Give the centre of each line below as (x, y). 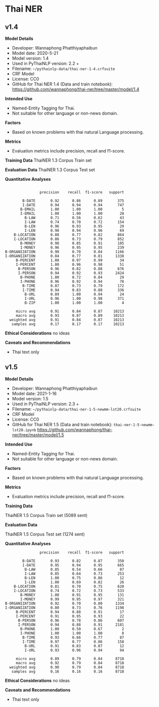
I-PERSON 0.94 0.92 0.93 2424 (71, 273)
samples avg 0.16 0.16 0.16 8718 (68, 672)
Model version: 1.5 (30, 398)
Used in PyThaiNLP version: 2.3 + (45, 404)
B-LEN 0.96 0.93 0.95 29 (74, 226)
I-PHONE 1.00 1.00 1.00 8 (72, 633)
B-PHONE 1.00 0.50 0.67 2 (72, 629)
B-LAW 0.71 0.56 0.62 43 (74, 218)
